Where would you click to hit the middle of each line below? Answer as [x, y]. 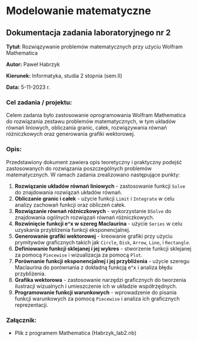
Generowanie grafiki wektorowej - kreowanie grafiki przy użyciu [94, 236]
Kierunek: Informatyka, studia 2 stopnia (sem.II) [64, 76]
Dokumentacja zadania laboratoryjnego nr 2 [89, 33]
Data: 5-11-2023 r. [28, 87]
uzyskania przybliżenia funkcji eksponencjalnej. [72, 230]
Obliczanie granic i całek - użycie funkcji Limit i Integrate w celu [94, 198]
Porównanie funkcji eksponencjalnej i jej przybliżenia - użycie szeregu [102, 261]
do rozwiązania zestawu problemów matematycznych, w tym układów [91, 121]
